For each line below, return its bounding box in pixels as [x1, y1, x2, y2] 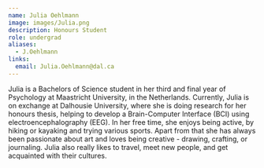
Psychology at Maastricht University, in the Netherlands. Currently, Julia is [8, 92, 250, 102]
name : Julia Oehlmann [8, 11, 80, 20]
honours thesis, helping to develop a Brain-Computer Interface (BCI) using [8, 109, 250, 119]
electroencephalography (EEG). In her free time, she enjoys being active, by [8, 117, 255, 126]
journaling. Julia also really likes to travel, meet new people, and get [8, 142, 229, 152]
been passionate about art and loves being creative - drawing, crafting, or [8, 134, 248, 144]
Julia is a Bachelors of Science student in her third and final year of [8, 84, 226, 93]
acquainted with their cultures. [8, 151, 107, 160]
